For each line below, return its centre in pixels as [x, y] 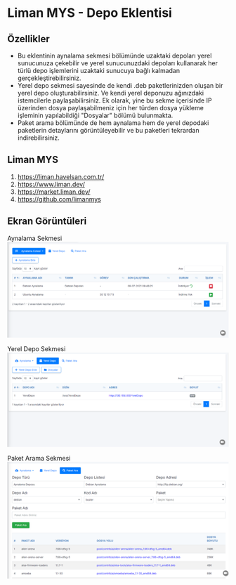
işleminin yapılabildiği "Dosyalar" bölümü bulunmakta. [95, 115]
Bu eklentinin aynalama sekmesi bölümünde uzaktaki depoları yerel [114, 55]
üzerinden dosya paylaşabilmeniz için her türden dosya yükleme [110, 108]
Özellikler [29, 39]
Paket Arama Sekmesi [39, 459]
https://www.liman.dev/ [51, 184]
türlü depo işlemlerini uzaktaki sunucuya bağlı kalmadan [99, 71]
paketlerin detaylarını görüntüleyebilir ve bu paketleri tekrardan [108, 130]
